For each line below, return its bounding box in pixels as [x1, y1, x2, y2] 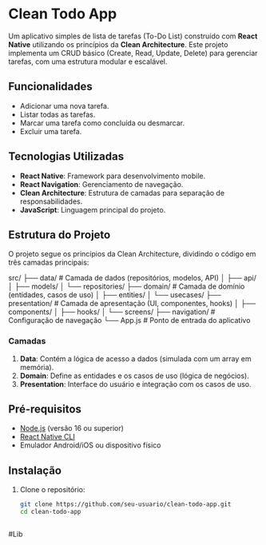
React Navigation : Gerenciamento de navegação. [19, 179, 184, 189]
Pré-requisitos [8, 403, 82, 416]
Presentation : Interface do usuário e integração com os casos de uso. [19, 379, 252, 388]
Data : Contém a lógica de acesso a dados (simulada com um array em [19, 353, 252, 364]
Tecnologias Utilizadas [8, 149, 125, 164]
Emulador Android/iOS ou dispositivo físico [19, 440, 161, 450]
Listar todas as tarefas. [19, 109, 96, 119]
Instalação [8, 463, 62, 477]
